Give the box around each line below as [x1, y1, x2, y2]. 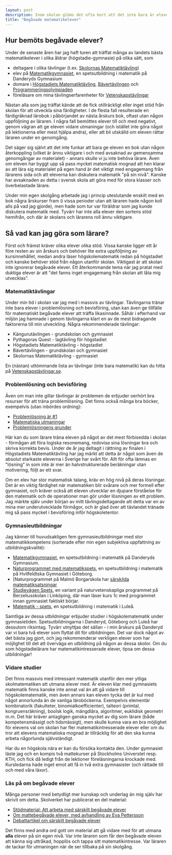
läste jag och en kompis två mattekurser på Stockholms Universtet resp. [5, 751, 157, 757]
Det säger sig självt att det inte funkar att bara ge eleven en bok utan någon [5, 144, 165, 151]
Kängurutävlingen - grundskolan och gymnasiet [12, 331, 114, 337]
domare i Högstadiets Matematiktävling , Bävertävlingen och [12, 81, 139, 87]
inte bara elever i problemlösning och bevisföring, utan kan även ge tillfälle [5, 305, 162, 311]
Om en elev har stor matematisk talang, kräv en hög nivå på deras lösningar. [5, 477, 166, 483]
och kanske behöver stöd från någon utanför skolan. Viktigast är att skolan [5, 259, 162, 265]
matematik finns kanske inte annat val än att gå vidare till [5, 686, 125, 693]
